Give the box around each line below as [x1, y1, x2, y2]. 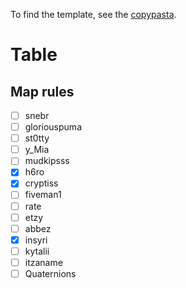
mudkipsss [24, 155, 70, 167]
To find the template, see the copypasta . [10, 9, 177, 20]
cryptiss [24, 177, 59, 189]
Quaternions [24, 267, 77, 279]
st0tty [24, 132, 50, 144]
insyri [24, 234, 48, 246]
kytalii [24, 245, 50, 257]
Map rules [10, 83, 75, 100]
